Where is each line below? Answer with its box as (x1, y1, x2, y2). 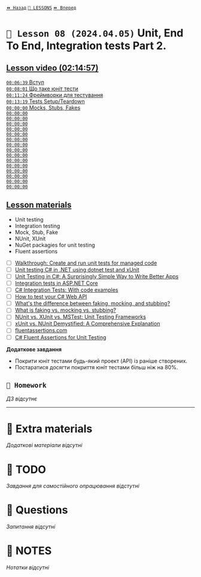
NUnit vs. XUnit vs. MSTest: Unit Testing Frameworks (14, 313, 147, 321)
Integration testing (14, 222, 60, 229)
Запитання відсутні (6, 523, 56, 530)
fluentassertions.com (14, 327, 68, 334)
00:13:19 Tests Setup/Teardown (6, 98, 85, 105)
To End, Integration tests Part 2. (6, 39, 167, 53)
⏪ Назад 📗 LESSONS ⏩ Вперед (6, 5, 77, 11)
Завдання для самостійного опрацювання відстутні (6, 482, 139, 490)
